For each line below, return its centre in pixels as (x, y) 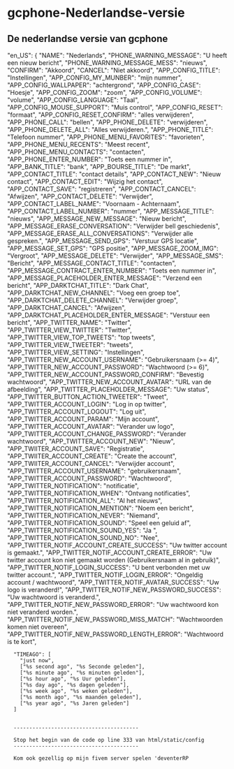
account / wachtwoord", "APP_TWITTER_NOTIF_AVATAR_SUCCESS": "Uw (113, 582)
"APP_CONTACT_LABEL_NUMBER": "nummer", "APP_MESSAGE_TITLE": (111, 211)
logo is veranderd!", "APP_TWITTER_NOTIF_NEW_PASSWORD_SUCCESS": (114, 589)
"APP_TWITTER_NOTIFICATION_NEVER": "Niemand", (83, 515)
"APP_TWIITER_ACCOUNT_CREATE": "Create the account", (92, 456)
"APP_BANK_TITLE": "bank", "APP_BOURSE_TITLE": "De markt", (99, 167)
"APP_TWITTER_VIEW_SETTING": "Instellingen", (76, 352)
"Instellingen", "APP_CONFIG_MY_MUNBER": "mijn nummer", (95, 78)
